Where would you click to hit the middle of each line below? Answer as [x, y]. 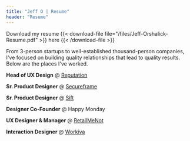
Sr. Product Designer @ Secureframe [52, 86]
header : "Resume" [27, 17]
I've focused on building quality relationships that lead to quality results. [93, 57]
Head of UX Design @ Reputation [47, 75]
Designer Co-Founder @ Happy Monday [56, 109]
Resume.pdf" [22, 40]
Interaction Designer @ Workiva [46, 132]
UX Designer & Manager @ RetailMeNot [55, 120]
